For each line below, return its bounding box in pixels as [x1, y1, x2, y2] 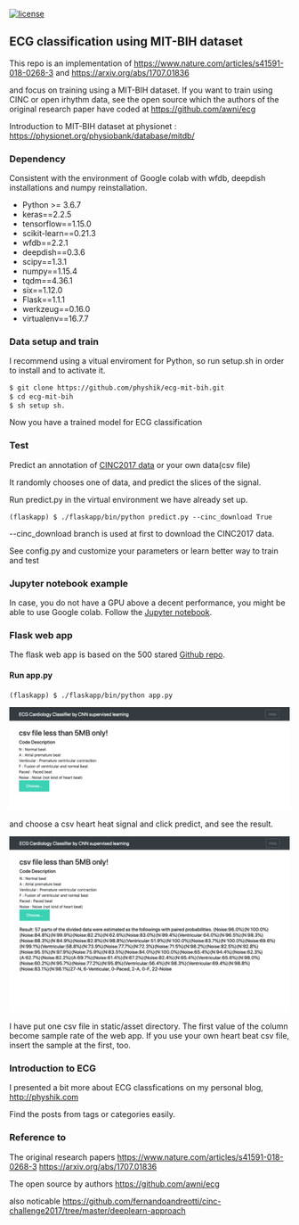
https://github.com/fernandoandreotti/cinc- [61, 1196, 222, 1206]
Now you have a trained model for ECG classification [9, 417, 203, 428]
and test [9, 555, 40, 565]
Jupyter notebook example [9, 577, 129, 589]
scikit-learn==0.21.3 [21, 228, 96, 239]
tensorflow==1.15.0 [21, 218, 92, 229]
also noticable [9, 1196, 61, 1206]
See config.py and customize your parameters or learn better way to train [9, 545, 279, 556]
